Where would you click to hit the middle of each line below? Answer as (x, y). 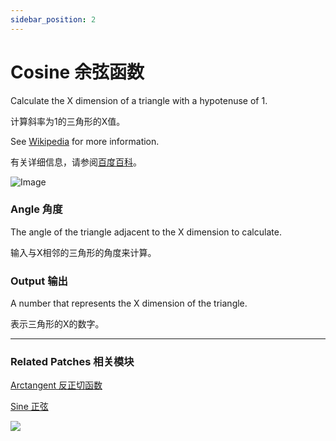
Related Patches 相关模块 (72, 362)
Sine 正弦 (29, 407)
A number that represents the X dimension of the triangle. (129, 303)
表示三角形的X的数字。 (57, 324)
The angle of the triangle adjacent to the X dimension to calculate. (146, 232)
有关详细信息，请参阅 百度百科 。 (76, 162)
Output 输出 (39, 281)
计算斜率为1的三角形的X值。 (68, 121)
